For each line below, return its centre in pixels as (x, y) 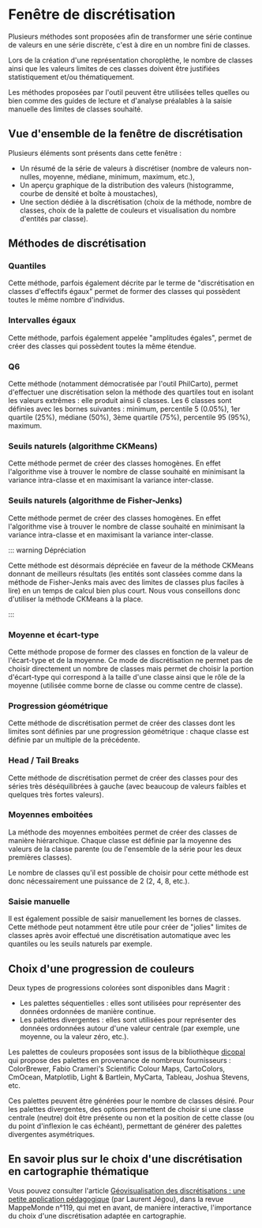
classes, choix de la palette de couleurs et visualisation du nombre (128, 210)
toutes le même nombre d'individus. (66, 300)
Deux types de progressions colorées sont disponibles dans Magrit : (119, 987)
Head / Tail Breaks (44, 760)
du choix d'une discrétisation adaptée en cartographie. (97, 1215)
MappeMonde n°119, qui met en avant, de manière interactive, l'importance (130, 1207)
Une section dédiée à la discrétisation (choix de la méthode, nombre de (136, 202)
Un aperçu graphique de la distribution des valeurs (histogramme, (127, 185)
